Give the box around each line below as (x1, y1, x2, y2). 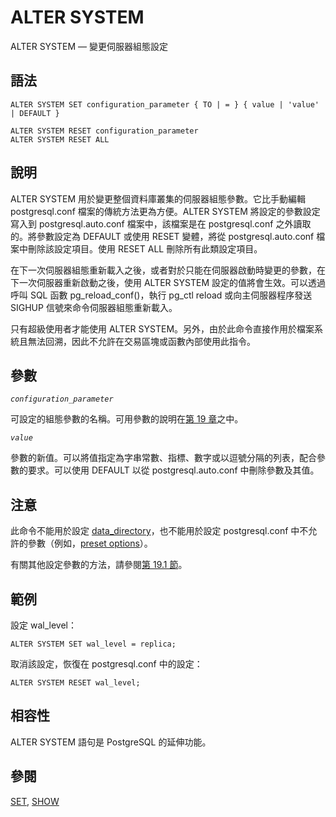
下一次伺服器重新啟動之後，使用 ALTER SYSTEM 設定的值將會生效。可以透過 (10, 276, 326, 288)
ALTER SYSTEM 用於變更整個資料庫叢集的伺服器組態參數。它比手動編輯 (10, 192, 307, 205)
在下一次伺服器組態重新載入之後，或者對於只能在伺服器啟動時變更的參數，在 (10, 264, 326, 276)
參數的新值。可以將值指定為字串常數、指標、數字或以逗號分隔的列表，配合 (10, 452, 317, 464)
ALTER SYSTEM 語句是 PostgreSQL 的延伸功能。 (10, 736, 212, 748)
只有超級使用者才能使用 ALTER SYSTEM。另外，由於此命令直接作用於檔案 (10, 322, 315, 335)
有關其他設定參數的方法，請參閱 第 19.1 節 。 (10, 559, 188, 571)
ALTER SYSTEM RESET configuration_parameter (10, 126, 199, 136)
